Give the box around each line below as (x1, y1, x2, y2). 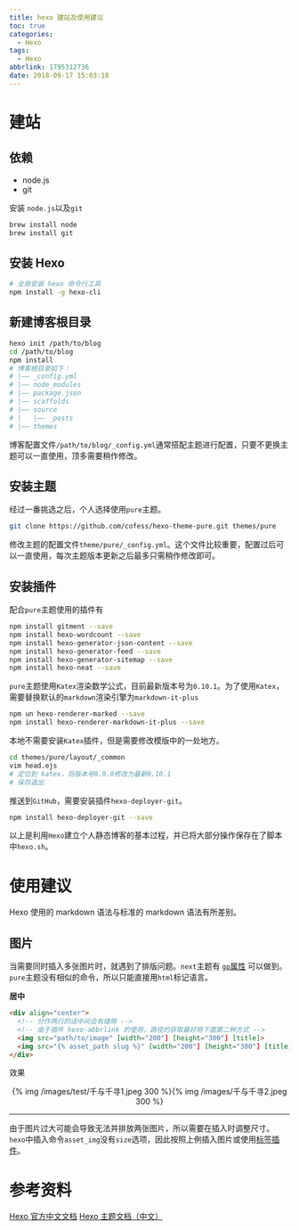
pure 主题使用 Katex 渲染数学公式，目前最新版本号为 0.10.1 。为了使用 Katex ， (9, 681, 285, 692)
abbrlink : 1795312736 (9, 63, 90, 72)
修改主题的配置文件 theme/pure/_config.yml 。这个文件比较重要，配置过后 (9, 539, 277, 550)
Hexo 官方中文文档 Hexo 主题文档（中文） (9, 1211, 163, 1222)
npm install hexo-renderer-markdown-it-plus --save (9, 718, 205, 727)
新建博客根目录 (9, 315, 92, 330)
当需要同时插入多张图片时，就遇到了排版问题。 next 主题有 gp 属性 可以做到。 (9, 961, 287, 972)
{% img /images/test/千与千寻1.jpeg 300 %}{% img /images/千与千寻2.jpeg (12, 1086, 287, 1097)
